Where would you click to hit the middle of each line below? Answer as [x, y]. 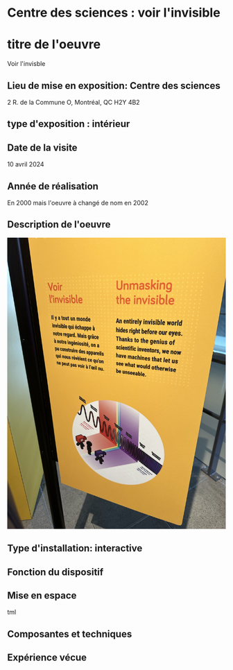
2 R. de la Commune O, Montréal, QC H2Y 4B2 [74, 102]
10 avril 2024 [26, 164]
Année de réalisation [53, 186]
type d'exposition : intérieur [69, 124]
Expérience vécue [47, 658]
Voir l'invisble [26, 64]
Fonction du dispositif [55, 572]
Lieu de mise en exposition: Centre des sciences [114, 86]
